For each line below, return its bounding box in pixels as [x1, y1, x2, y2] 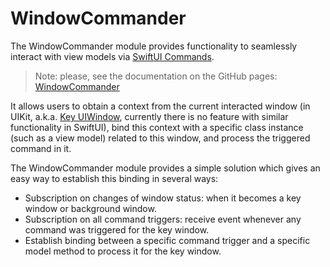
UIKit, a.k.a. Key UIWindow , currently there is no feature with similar [10, 110, 289, 122]
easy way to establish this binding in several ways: [10, 172, 219, 184]
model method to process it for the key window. [24, 245, 222, 257]
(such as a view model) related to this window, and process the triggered [10, 132, 311, 144]
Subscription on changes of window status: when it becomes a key [24, 192, 302, 204]
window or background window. [24, 202, 157, 214]
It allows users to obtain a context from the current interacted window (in [10, 100, 311, 112]
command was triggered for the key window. [24, 223, 210, 236]
